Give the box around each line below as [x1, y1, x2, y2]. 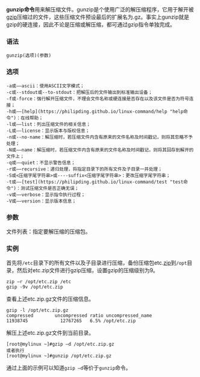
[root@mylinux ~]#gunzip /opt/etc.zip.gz [6, 353, 112, 359]
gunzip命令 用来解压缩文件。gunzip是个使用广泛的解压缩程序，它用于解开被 [6, 6, 194, 13]
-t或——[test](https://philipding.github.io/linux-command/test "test [6, 179, 184, 185]
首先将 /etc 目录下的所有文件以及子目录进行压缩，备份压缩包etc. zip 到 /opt [6, 259, 187, 267]
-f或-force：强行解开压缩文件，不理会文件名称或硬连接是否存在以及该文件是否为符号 [6, 96, 190, 102]
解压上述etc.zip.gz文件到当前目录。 [6, 329, 95, 337]
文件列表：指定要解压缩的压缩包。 [6, 228, 91, 235]
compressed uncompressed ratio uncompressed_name [6, 313, 152, 319]
